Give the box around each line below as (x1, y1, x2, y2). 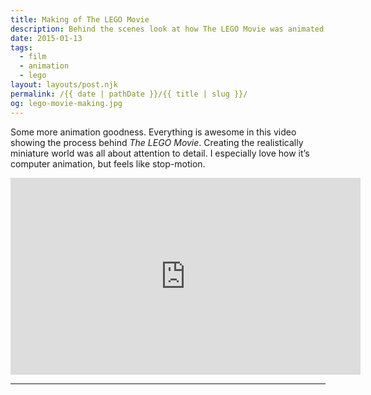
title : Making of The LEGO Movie (10, 14, 150, 25)
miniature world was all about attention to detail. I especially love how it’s (10, 147, 310, 159)
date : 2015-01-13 (10, 33, 83, 43)
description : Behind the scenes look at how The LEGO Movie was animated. (10, 24, 329, 34)
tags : (10, 42, 33, 53)
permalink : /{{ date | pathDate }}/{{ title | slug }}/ (10, 89, 248, 99)
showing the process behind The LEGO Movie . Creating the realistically (10, 136, 304, 148)
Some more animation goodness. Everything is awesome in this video (10, 126, 297, 138)
